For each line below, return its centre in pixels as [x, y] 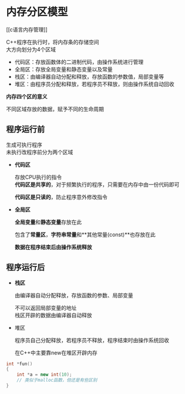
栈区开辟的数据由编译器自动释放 [53, 315]
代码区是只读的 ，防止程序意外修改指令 [61, 197]
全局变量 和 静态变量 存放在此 [48, 222]
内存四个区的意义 [27, 96]
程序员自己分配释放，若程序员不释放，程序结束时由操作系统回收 [92, 340]
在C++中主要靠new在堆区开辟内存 [56, 352]
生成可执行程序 [24, 144]
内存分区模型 [37, 12]
